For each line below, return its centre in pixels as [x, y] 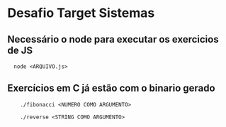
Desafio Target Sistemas [81, 13]
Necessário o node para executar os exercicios [113, 39]
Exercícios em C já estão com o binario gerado [111, 88]
